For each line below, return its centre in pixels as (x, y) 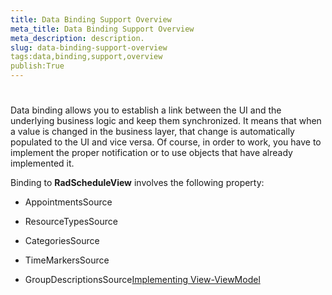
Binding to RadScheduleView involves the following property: (137, 183)
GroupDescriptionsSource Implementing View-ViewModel (142, 280)
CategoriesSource (62, 241)
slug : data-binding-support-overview (89, 47)
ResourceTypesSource (71, 222)
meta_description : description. (77, 38)
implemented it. (42, 163)
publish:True (37, 66)
